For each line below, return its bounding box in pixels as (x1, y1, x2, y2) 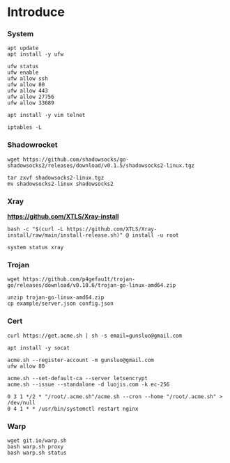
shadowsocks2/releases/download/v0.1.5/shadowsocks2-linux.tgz (7, 162, 195, 169)
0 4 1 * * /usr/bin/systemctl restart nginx (7, 405, 139, 412)
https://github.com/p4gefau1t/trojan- (22, 276, 136, 283)
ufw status (7, 63, 39, 70)
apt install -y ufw (7, 51, 64, 58)
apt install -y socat (7, 344, 70, 352)
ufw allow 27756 (7, 93, 54, 101)
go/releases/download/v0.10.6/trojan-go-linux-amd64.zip (7, 282, 176, 289)
